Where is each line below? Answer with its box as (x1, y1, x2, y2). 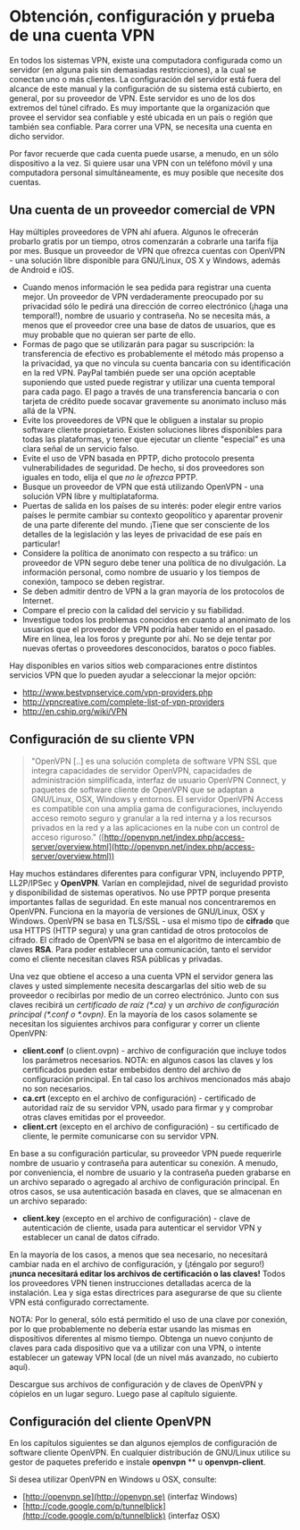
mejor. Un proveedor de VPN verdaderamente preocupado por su (21, 291, 263, 301)
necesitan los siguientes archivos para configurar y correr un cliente (9, 1018, 261, 1029)
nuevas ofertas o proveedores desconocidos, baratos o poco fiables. (21, 642, 277, 654)
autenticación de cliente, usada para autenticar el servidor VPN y (21, 1222, 262, 1233)
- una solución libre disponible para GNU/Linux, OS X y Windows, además (9, 255, 281, 266)
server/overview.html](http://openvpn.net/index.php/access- (30, 841, 255, 851)
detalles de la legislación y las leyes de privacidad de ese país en (21, 528, 262, 539)
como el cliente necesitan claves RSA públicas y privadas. (9, 953, 223, 964)
